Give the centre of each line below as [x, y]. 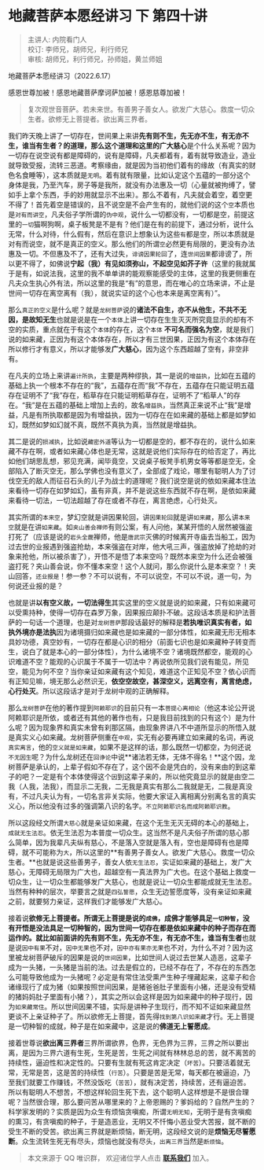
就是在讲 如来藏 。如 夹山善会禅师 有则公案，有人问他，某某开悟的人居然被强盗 [133, 527]
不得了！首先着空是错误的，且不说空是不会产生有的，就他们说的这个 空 [121, 204]
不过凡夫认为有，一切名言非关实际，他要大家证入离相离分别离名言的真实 [139, 796]
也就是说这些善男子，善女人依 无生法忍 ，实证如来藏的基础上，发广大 [144, 862]
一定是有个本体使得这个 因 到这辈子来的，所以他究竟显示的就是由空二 [145, 776]
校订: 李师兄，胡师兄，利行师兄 [77, 49]
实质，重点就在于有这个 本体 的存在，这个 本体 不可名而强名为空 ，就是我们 [137, 329]
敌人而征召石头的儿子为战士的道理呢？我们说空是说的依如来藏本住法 [145, 480]
